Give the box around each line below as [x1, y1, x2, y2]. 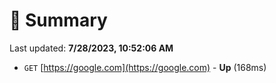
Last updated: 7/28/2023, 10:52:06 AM [9, 42, 174, 54]
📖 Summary [9, 9, 108, 32]
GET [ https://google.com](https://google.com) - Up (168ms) [23, 61, 267, 73]
